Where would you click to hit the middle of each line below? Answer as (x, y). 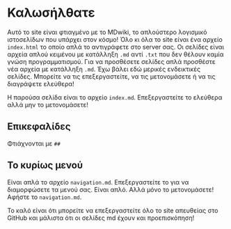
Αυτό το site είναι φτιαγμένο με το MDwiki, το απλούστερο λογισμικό (107, 32)
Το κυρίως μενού (45, 165)
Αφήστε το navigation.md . (45, 197)
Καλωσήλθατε (51, 13)
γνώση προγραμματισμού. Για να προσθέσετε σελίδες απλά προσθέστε (111, 61)
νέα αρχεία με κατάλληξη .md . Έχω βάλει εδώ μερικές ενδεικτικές (104, 69)
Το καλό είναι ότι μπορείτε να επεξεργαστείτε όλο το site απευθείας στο (113, 210)
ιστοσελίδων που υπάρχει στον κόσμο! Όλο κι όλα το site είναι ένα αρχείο (115, 39)
